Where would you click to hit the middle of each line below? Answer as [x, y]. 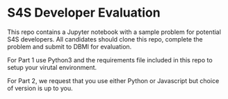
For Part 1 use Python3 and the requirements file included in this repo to [110, 60]
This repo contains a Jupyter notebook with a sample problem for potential [114, 32]
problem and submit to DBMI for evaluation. [70, 46]
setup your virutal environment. [52, 67]
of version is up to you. [40, 88]
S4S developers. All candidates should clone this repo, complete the [105, 39]
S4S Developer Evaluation [84, 13]
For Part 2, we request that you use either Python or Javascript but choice [113, 80]
